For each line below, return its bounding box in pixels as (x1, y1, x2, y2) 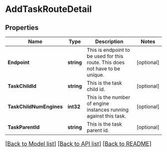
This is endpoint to (86, 46, 130, 53)
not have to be (86, 65, 120, 72)
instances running (86, 106, 129, 113)
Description (95, 38, 124, 45)
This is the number (86, 94, 131, 101)
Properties (5, 23, 39, 32)
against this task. (86, 113, 126, 119)
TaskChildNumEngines (7, 103, 63, 110)
